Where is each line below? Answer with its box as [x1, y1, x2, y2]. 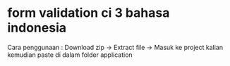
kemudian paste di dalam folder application [7, 51, 133, 59]
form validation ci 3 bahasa [7, 5, 170, 21]
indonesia [7, 20, 67, 36]
